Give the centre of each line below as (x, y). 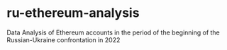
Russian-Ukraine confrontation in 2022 (63, 39)
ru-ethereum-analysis (73, 13)
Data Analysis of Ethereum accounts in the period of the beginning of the (113, 32)
